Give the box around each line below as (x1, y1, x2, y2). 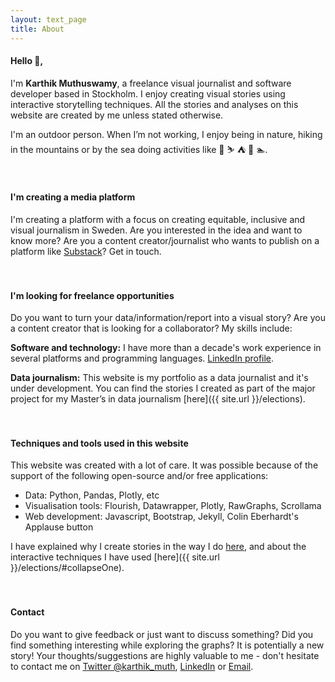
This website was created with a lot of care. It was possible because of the (10, 459, 319, 471)
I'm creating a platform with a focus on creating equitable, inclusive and (10, 213, 306, 225)
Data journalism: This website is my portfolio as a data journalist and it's (10, 372, 309, 384)
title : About (10, 24, 65, 34)
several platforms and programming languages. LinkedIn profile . (10, 352, 275, 365)
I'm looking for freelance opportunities (10, 289, 175, 301)
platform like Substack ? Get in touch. (10, 245, 162, 257)
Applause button (24, 521, 94, 533)
